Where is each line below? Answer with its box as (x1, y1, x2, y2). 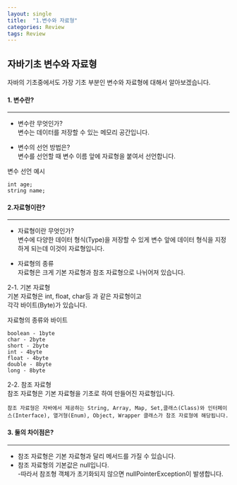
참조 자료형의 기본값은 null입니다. (17, 460, 109, 469)
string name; (7, 187, 46, 194)
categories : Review (7, 23, 65, 30)
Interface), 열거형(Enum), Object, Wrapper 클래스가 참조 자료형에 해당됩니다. (15, 412, 229, 419)
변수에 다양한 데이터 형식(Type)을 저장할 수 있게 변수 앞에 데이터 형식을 (17, 235, 214, 244)
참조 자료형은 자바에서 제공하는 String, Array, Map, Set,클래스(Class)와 (7, 404, 205, 412)
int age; (7, 181, 33, 188)
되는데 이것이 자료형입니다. (30, 245, 104, 253)
